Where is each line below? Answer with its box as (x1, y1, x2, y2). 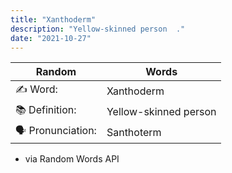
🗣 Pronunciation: (15, 124, 97, 138)
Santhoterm (106, 125, 162, 139)
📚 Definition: (15, 103, 77, 117)
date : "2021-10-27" (10, 33, 92, 43)
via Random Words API (24, 153, 120, 165)
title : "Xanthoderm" (10, 14, 97, 25)
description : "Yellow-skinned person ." (10, 24, 186, 34)
